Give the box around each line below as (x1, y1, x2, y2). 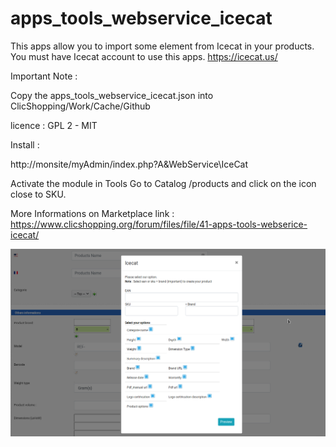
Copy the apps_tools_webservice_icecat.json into (10, 89, 214, 101)
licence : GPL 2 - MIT (10, 119, 98, 131)
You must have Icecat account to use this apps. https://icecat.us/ (10, 50, 278, 62)
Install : (10, 138, 40, 151)
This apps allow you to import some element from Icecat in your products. (10, 40, 315, 52)
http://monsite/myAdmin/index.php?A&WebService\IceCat (10, 158, 249, 170)
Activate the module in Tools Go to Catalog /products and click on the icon (10, 177, 317, 189)
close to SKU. (10, 188, 67, 200)
